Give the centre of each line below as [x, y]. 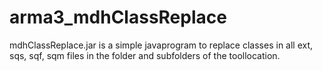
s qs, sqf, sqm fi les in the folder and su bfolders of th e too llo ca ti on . [145, 55]
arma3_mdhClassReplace [118, 17]
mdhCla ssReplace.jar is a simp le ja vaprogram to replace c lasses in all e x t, [161, 45]
